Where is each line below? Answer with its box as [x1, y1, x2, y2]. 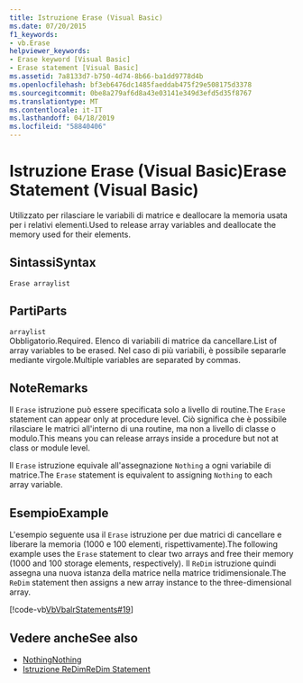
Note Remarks [9, 380, 88, 396]
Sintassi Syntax [9, 255, 96, 270]
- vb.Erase [9, 38, 50, 48]
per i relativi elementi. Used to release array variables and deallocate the [9, 219, 277, 230]
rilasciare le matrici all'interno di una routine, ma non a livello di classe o [9, 423, 277, 434]
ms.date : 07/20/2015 [9, 22, 87, 31]
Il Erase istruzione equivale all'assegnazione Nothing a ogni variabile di [9, 460, 271, 471]
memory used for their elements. [9, 229, 131, 240]
